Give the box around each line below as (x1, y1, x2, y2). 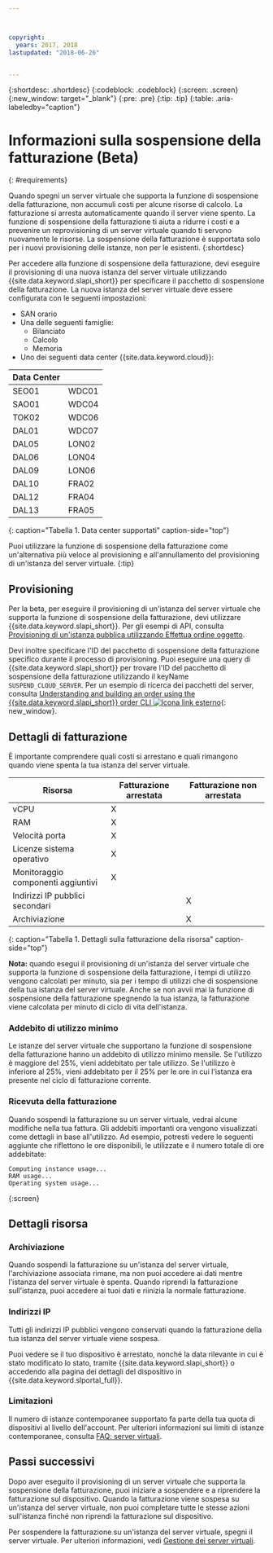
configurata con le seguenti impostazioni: (8, 293, 148, 303)
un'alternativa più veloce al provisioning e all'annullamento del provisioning (8, 550, 260, 560)
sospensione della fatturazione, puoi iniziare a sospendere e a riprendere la (8, 1485, 261, 1495)
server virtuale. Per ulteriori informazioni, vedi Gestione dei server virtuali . (8, 1535, 256, 1545)
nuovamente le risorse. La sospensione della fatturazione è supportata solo (8, 234, 261, 244)
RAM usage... (8, 1172, 53, 1180)
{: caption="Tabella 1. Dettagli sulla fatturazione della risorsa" (8, 934, 214, 944)
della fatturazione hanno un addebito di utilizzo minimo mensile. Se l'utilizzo (8, 1049, 262, 1059)
